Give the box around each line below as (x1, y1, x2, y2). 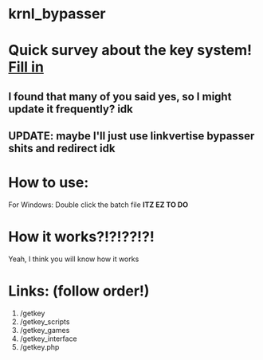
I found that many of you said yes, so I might (8, 89, 232, 104)
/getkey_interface (19, 334, 77, 343)
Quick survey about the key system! (8, 41, 253, 60)
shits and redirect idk (8, 142, 116, 155)
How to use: (8, 174, 89, 192)
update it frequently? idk (8, 102, 133, 115)
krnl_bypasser (8, 5, 106, 23)
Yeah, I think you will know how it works (8, 254, 139, 264)
